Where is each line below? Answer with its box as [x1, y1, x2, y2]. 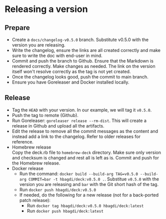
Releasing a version [4, 3, 88, 15]
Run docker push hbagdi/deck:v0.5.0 [19, 186, 96, 192]
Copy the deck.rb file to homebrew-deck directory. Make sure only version [11, 149, 161, 155]
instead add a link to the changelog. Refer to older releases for [11, 133, 141, 139]
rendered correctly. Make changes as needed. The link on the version [11, 63, 155, 69]
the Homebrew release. [11, 160, 60, 166]
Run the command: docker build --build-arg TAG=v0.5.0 [19, 170, 138, 176]
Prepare [4, 23, 30, 32]
